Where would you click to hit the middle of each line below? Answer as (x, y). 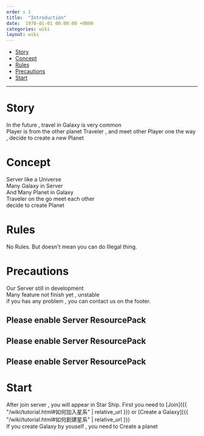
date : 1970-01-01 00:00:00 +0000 (50, 23)
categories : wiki (28, 29)
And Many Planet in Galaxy (40, 192)
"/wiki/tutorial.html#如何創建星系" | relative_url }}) (68, 419)
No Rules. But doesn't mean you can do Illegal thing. (72, 247)
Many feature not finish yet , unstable (53, 294)
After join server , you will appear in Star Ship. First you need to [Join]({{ (97, 404)
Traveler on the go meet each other (51, 199)
